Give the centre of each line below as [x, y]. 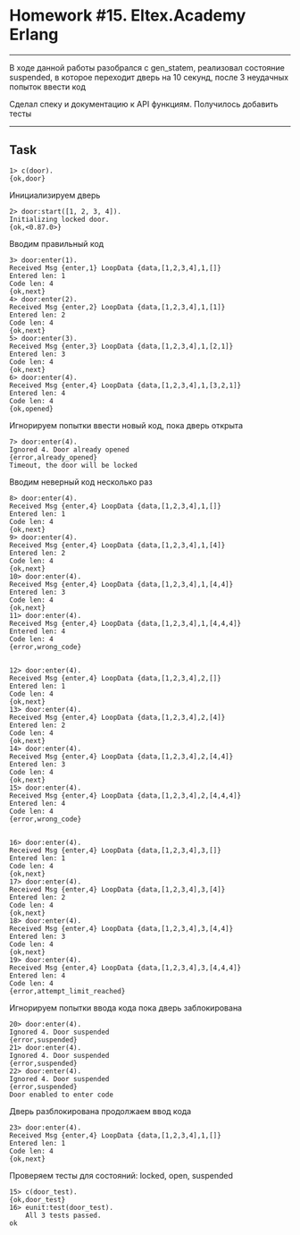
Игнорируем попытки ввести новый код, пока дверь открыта [126, 425]
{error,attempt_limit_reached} [67, 991]
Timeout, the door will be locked [74, 465]
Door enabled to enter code [62, 1095]
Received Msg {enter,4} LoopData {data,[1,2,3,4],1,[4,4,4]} [125, 623]
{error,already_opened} [54, 457]
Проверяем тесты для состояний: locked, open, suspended [121, 1175]
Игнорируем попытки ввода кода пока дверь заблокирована [126, 1008]
